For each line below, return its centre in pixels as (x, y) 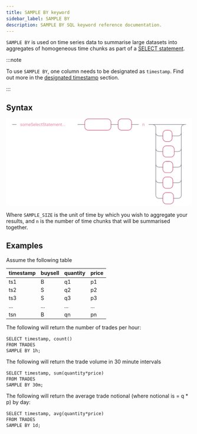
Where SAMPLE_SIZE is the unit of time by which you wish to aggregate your (97, 214)
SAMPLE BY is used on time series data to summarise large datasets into (92, 42)
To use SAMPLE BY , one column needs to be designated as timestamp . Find (95, 71)
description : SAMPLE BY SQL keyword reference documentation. (84, 25)
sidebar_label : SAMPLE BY (38, 19)
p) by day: (18, 402)
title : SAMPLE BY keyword (38, 12)
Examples (24, 246)
